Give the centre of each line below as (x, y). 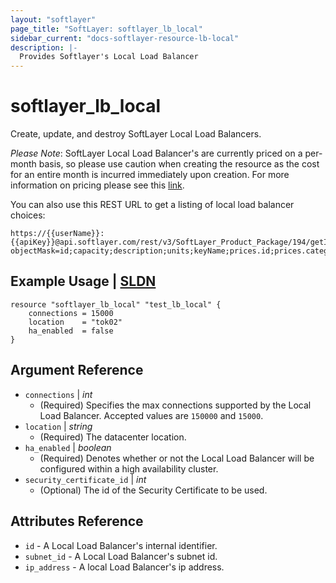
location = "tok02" (75, 322)
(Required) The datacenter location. (113, 437)
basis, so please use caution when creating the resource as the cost (179, 164)
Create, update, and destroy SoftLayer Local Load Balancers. (136, 134)
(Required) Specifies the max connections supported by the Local (175, 405)
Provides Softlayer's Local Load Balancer (109, 57)
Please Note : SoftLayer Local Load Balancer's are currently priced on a (156, 153)
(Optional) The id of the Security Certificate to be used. (153, 490)
